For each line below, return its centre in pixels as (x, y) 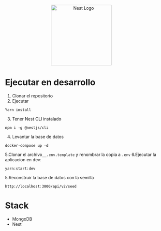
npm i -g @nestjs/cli (27, 128)
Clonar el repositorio (32, 96)
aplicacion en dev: (23, 159)
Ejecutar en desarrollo (50, 83)
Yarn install (18, 110)
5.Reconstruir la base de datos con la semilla (50, 177)
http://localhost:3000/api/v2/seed (41, 186)
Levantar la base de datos (38, 137)
